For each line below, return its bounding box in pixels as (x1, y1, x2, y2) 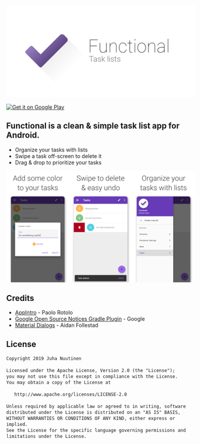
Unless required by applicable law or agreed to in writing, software (6, 403, 186, 409)
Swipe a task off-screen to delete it (14, 152, 102, 160)
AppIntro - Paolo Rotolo (14, 309, 73, 316)
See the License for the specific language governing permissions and (6, 427, 186, 433)
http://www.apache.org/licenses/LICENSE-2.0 (14, 391, 128, 397)
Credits (6, 293, 35, 303)
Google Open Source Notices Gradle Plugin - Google (14, 315, 146, 323)
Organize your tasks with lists (14, 146, 88, 153)
